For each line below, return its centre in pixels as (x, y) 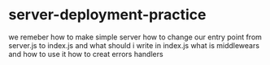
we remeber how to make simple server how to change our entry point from (135, 37)
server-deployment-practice (107, 15)
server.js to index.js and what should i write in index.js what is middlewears (134, 45)
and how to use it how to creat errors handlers (86, 54)
